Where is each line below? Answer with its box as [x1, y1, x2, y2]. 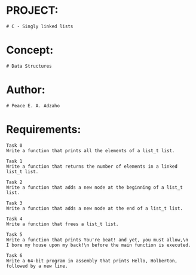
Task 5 [6, 231, 23, 237]
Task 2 [6, 179, 23, 185]
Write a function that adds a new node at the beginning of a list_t [6, 184, 183, 191]
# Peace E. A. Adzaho [6, 102, 60, 108]
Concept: [6, 43, 54, 57]
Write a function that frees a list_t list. [6, 221, 119, 227]
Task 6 [6, 252, 23, 258]
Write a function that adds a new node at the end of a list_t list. [6, 205, 183, 211]
